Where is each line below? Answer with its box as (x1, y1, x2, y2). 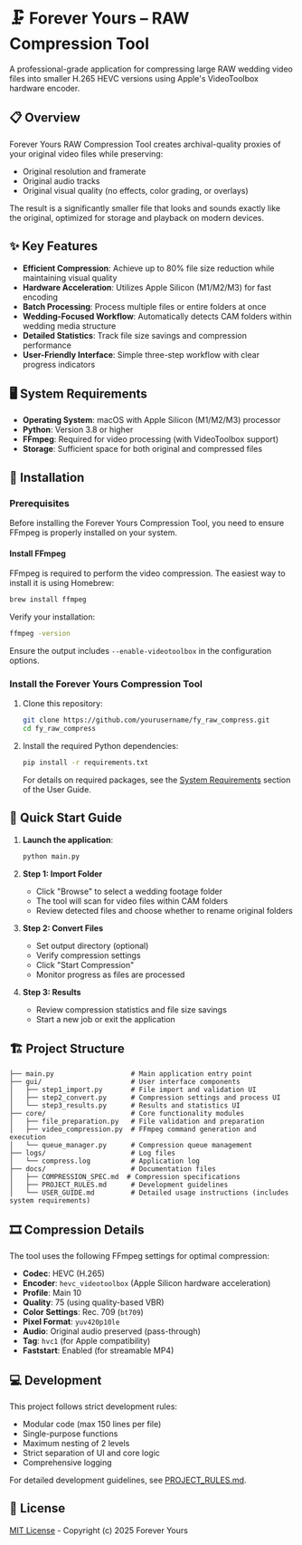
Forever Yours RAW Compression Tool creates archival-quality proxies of (9, 139, 281, 149)
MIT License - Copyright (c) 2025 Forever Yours (9, 1524, 188, 1536)
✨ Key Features (9, 238, 98, 254)
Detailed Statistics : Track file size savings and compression (22, 330, 247, 341)
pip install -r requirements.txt (22, 758, 149, 767)
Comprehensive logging (22, 1457, 112, 1468)
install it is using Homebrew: (9, 578, 115, 589)
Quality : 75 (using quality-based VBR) (22, 1297, 165, 1308)
